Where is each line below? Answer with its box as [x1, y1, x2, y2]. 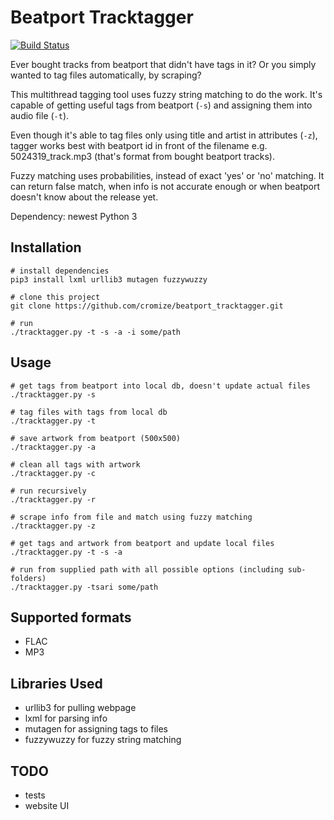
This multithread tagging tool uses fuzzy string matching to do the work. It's [10, 88, 323, 100]
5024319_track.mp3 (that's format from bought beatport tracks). [10, 150, 276, 162]
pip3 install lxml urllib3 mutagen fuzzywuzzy [10, 274, 208, 285]
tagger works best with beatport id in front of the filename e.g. [10, 139, 268, 151]
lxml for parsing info [24, 712, 108, 725]
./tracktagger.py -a [10, 442, 97, 452]
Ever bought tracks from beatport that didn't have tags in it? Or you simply [10, 58, 317, 70]
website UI [24, 800, 70, 811]
